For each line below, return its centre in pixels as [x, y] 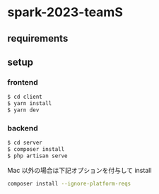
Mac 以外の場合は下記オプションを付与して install [79, 170]
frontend [23, 82]
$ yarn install [30, 104]
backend [23, 128]
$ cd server [25, 143]
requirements [38, 38]
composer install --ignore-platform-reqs [69, 183]
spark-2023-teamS [65, 12]
